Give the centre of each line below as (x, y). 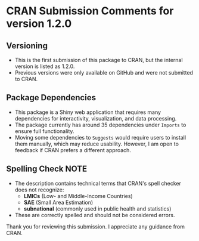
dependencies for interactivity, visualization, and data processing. (96, 118)
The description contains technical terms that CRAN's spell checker (98, 183)
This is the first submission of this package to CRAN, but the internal (99, 60)
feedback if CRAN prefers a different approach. (73, 150)
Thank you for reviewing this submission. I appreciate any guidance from (96, 226)
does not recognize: (39, 190)
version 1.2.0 (39, 24)
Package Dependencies (51, 98)
